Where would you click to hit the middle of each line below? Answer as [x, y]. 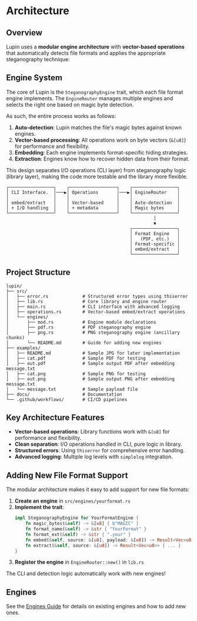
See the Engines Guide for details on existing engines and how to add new [96, 606]
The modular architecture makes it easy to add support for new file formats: [98, 489]
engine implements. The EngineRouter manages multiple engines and [90, 98]
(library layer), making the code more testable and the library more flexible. [97, 176]
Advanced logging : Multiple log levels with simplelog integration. [94, 457]
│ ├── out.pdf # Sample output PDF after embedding [91, 363]
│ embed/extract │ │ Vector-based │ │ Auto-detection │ [93, 203]
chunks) [16, 337]
